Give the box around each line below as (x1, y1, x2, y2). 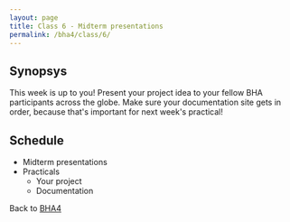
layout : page (9, 13, 59, 23)
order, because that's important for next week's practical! (9, 106, 224, 117)
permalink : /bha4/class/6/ (9, 30, 111, 39)
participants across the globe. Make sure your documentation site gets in (9, 97, 282, 108)
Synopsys (9, 63, 68, 79)
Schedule (9, 133, 65, 148)
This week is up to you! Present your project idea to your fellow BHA (9, 88, 264, 98)
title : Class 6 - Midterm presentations (9, 22, 164, 31)
